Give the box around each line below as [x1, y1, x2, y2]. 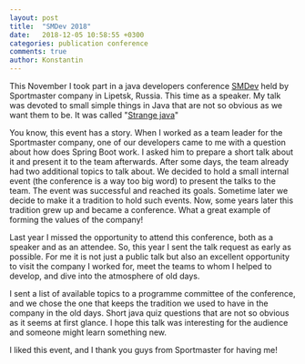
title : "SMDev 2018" [9, 22, 92, 31]
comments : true [9, 47, 67, 56]
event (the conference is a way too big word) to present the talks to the [9, 176, 276, 187]
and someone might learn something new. [9, 327, 167, 338]
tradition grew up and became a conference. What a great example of [9, 205, 271, 215]
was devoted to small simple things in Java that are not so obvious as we [9, 100, 283, 110]
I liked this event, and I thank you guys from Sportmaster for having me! [9, 345, 278, 355]
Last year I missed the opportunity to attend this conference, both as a [9, 232, 274, 242]
